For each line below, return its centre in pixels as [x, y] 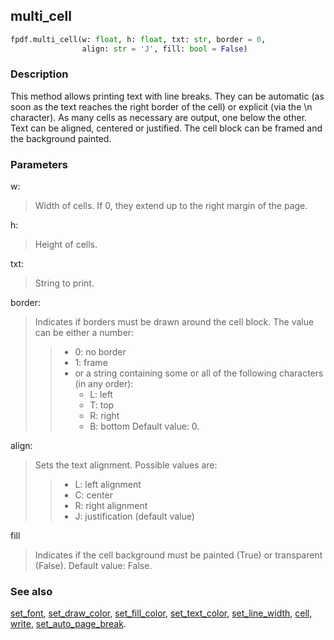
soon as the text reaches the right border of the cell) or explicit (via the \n [161, 106]
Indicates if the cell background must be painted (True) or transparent [178, 555]
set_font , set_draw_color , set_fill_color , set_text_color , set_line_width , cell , [161, 613]
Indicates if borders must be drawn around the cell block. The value [174, 322]
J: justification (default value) [134, 516]
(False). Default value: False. [93, 566]
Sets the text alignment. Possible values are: [126, 465]
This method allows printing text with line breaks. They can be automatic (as [167, 96]
